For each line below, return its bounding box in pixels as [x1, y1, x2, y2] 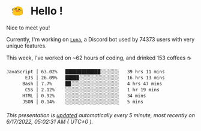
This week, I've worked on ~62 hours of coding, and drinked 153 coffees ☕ [6, 54, 192, 61]
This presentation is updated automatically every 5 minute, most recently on [6, 111, 195, 118]
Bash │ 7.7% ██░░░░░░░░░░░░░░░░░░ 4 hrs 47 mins [22, 81, 163, 87]
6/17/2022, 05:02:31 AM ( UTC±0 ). [6, 118, 94, 125]
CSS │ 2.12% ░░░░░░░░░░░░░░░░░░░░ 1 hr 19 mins [25, 87, 160, 93]
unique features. [6, 42, 47, 49]
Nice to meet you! [6, 24, 50, 31]
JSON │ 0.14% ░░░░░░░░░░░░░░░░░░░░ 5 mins [22, 99, 144, 105]
